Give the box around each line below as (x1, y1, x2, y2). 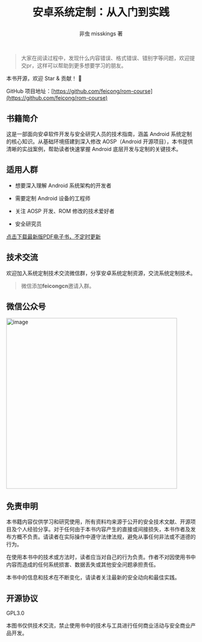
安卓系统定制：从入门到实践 (32, 5, 170, 19)
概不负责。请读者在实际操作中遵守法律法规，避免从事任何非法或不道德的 (16, 533, 196, 540)
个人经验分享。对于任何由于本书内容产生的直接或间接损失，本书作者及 (16, 526, 191, 533)
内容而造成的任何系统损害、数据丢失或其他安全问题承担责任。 (6, 561, 159, 569)
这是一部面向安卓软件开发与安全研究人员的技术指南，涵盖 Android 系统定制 (6, 131, 192, 137)
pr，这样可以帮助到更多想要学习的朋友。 (26, 62, 127, 69)
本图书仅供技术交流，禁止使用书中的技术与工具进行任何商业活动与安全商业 (6, 622, 191, 629)
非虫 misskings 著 (79, 30, 123, 37)
